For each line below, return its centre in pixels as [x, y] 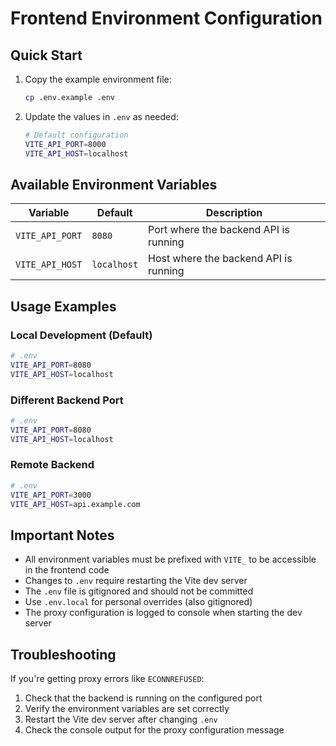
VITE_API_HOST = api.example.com [75, 504]
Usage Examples [63, 306]
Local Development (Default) [81, 335]
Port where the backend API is [219, 230]
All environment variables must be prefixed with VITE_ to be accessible [170, 559]
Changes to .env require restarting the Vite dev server [136, 581]
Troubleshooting [63, 654]
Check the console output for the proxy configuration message [154, 730]
